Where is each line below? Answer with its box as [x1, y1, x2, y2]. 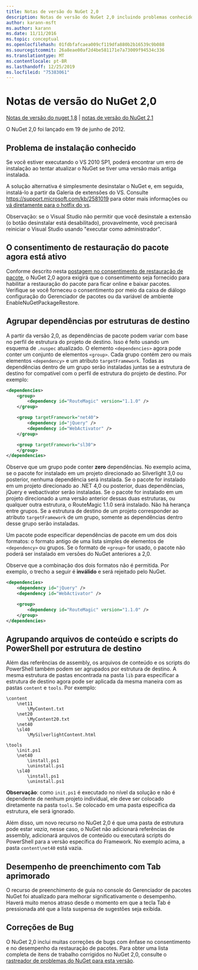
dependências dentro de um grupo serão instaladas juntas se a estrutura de [6, 363, 190, 370]
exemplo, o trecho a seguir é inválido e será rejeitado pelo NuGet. [6, 568, 166, 575]
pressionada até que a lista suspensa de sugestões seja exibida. [6, 905, 162, 912]
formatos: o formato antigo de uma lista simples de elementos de [6, 538, 164, 545]
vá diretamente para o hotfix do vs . [6, 202, 91, 208]
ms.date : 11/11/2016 [6, 31, 57, 37]
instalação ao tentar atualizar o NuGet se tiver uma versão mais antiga [6, 165, 177, 172]
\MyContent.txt [27, 706, 65, 712]
